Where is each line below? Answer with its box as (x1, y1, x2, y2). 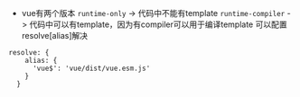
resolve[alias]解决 (21, 31, 89, 40)
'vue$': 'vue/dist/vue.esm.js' (32, 64, 151, 73)
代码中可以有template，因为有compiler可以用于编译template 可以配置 (29, 19, 287, 30)
